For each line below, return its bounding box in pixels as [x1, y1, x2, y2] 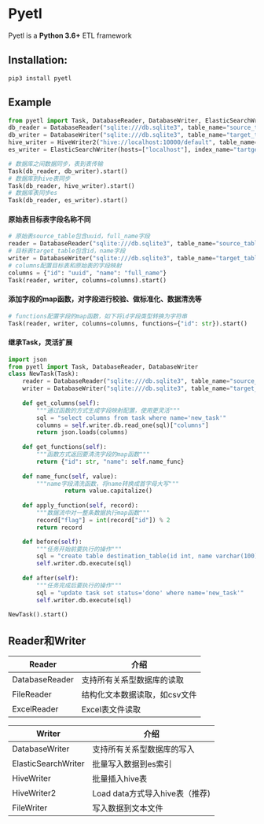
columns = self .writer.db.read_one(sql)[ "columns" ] [36, 421, 210, 429]
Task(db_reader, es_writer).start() [8, 197, 128, 204]
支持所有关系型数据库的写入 [92, 744, 195, 755]
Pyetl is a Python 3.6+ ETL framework [8, 31, 132, 40]
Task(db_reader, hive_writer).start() [8, 182, 135, 189]
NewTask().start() [8, 610, 68, 618]
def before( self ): [22, 538, 82, 546]
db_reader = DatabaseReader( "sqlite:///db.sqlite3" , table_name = [8, 123, 226, 132]
